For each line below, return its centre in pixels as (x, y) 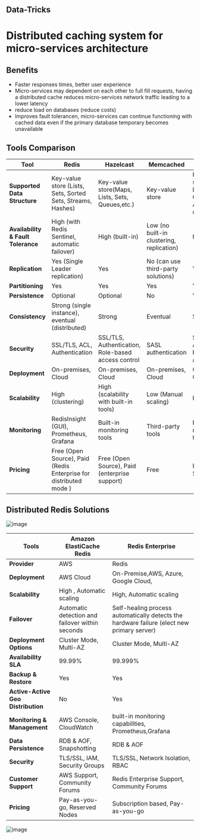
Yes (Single (67, 261)
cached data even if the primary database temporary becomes (91, 123)
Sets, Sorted (69, 194)
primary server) (134, 630)
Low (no (158, 225)
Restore (20, 682)
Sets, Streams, (72, 201)
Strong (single (71, 305)
